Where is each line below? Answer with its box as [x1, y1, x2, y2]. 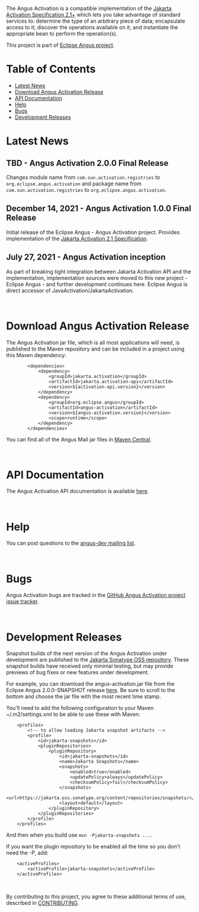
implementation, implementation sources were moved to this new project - [6, 274, 188, 281]
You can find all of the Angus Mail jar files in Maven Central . [6, 436, 152, 443]
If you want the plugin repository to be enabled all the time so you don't [6, 843, 181, 850]
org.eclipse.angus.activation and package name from [6, 180, 142, 187]
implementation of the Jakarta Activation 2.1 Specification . [6, 235, 148, 242]
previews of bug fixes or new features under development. [6, 669, 149, 676]
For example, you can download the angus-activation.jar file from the [6, 680, 175, 687]
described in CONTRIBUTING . [6, 900, 79, 907]
